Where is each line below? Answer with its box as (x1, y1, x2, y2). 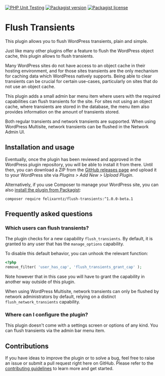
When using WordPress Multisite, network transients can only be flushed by (5, 289, 159, 295)
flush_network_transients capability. (5, 299, 80, 305)
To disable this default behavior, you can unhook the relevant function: (5, 251, 148, 257)
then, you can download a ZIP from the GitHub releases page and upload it (5, 167, 157, 173)
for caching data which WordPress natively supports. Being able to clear (5, 73, 152, 79)
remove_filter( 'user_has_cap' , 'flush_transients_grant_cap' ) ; (5, 264, 142, 270)
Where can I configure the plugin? (5, 311, 88, 318)
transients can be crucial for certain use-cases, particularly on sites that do (5, 78, 158, 84)
